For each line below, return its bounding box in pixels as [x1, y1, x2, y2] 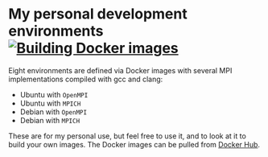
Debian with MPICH [19, 115, 80, 125]
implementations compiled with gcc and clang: [8, 74, 163, 84]
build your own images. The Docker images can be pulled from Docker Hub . [8, 139, 260, 149]
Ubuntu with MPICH [19, 98, 81, 108]
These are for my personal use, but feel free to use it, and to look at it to [8, 130, 247, 141]
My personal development [8, 5, 188, 23]
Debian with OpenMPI [19, 106, 87, 117]
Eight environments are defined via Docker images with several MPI [8, 65, 233, 75]
